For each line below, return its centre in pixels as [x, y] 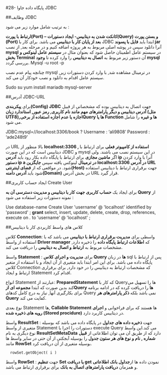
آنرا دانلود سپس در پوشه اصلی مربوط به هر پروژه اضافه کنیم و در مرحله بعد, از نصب [83, 47]
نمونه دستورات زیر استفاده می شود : [40, 197]
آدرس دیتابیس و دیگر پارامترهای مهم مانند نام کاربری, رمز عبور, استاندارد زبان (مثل [81, 112]
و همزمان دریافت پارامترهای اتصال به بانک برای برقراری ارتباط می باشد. [72, 367]
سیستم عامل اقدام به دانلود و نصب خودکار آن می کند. [55, 78]
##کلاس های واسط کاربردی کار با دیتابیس [44, 227]
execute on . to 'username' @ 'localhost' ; [48, 217]
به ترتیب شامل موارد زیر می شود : [37, 27]
